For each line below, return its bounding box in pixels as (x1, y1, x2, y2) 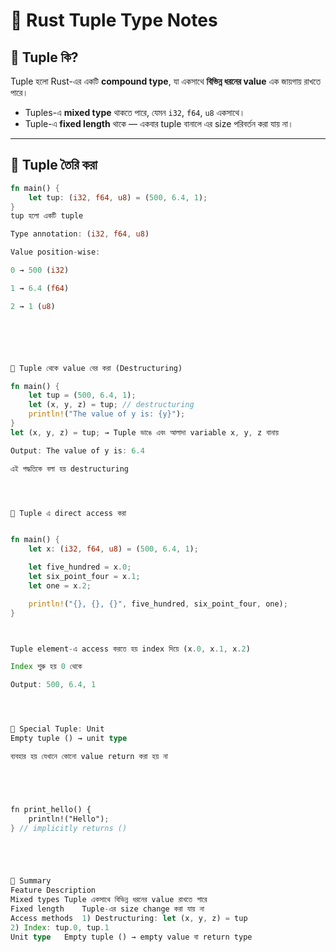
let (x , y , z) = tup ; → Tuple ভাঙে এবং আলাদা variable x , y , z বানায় (10, 427, 279, 438)
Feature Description (10, 885, 97, 896)
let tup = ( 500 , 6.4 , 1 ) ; (28, 390, 137, 401)
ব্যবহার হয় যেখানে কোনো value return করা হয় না (10, 751, 168, 761)
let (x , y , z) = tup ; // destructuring (28, 400, 195, 410)
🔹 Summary (10, 876, 52, 886)
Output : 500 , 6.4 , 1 (10, 680, 97, 690)
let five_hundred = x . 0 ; (28, 562, 132, 573)
